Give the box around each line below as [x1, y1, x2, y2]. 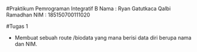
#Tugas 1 [6, 23, 28, 30]
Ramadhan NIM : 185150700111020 [6, 11, 91, 18]
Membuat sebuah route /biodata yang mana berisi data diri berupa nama [14, 34, 192, 41]
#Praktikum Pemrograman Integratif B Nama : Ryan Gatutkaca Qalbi [6, 5, 171, 12]
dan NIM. [14, 41, 37, 47]
